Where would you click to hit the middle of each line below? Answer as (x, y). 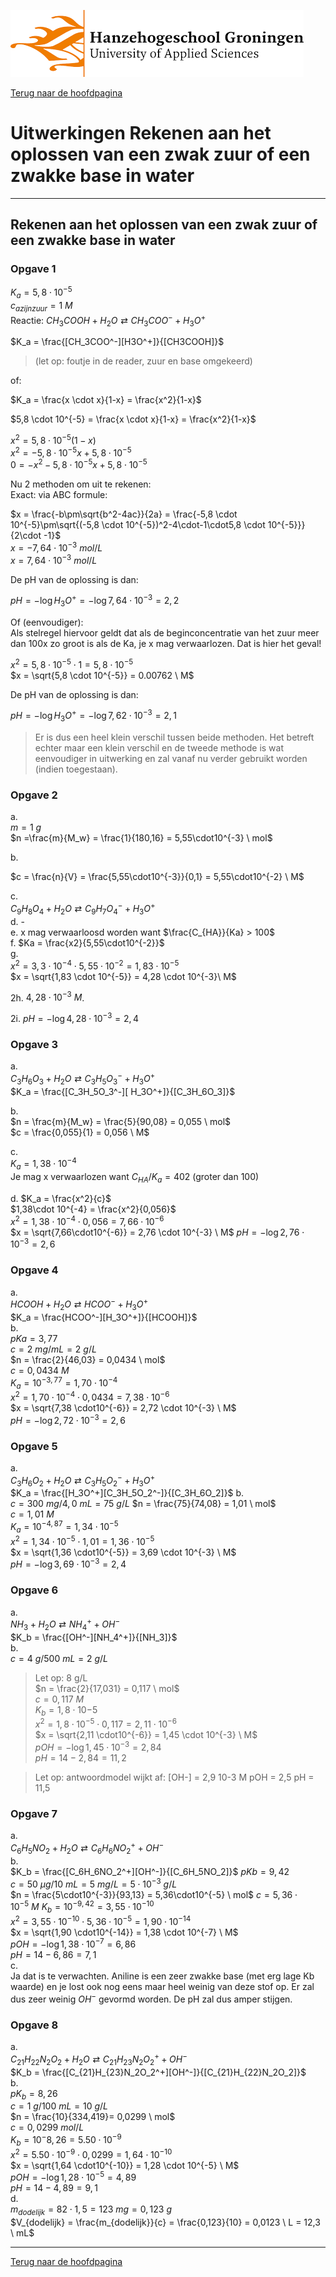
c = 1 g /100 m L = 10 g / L (59, 2106)
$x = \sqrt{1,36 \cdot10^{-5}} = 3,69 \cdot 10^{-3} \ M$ (123, 1552)
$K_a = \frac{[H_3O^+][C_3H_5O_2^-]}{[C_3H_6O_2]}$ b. (127, 1493)
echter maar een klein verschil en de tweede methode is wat (159, 748)
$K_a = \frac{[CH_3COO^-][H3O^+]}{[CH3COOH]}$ (117, 342)
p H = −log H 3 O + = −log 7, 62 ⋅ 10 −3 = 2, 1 (93, 716)
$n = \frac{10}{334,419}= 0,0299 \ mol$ (93, 2117)
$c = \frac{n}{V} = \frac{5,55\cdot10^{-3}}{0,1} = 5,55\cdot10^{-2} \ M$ (157, 877)
